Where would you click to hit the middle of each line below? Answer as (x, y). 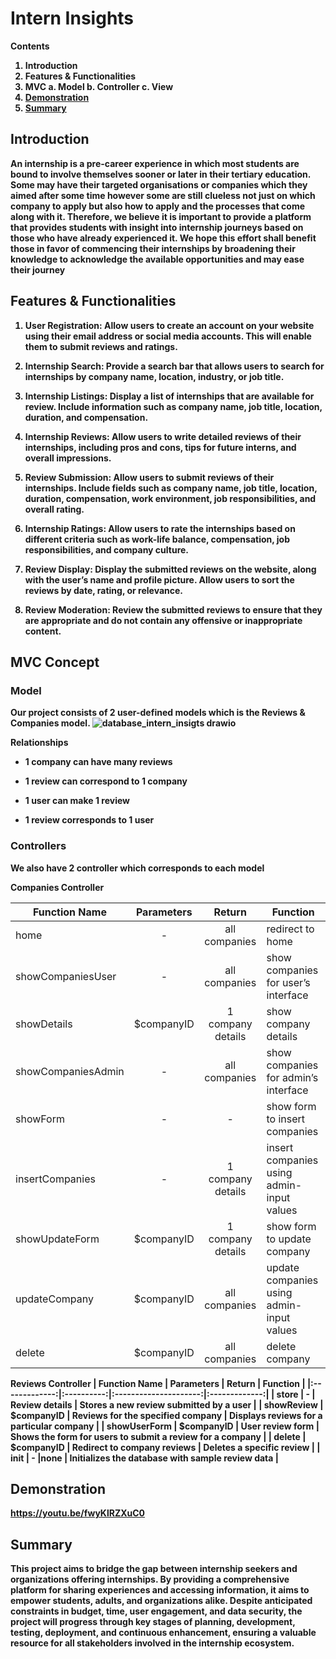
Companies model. (50, 723)
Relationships (39, 743)
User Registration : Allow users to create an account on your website (169, 325)
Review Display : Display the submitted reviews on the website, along (170, 569)
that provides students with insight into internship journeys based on (157, 227)
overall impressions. (68, 458)
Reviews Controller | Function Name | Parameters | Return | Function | (158, 1383)
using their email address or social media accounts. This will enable (168, 336)
